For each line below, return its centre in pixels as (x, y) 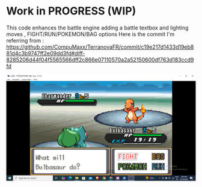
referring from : (25, 40)
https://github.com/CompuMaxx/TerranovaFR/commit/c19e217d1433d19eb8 (100, 47)
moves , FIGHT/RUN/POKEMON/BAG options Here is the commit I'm (90, 34)
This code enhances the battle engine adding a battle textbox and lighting (97, 28)
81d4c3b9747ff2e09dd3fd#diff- (46, 53)
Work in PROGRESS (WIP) (71, 11)
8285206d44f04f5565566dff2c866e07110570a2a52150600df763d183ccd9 (100, 60)
